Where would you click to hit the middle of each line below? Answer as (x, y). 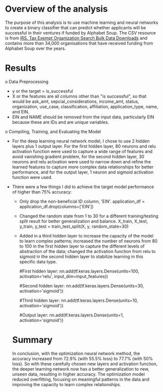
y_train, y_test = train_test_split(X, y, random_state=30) (74, 226)
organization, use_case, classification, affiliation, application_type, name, (85, 106)
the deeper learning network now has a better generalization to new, (81, 369)
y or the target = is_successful (42, 91)
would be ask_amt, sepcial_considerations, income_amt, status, (76, 101)
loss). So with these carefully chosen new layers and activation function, (85, 364)
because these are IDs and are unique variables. (61, 122)
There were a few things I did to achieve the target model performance (83, 187)
